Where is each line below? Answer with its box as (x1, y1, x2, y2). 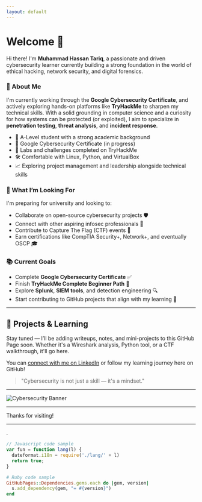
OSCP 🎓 (14, 240, 38, 247)
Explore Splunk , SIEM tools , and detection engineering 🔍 (14, 287, 158, 294)
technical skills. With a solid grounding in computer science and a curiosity (6, 109, 192, 116)
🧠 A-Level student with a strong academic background (14, 133, 150, 140)
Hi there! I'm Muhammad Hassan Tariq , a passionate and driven (6, 55, 166, 62)
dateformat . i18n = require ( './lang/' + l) (11, 453, 120, 459)
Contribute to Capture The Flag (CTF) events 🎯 (14, 227, 131, 234)
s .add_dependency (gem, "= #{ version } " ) (11, 486, 112, 492)
